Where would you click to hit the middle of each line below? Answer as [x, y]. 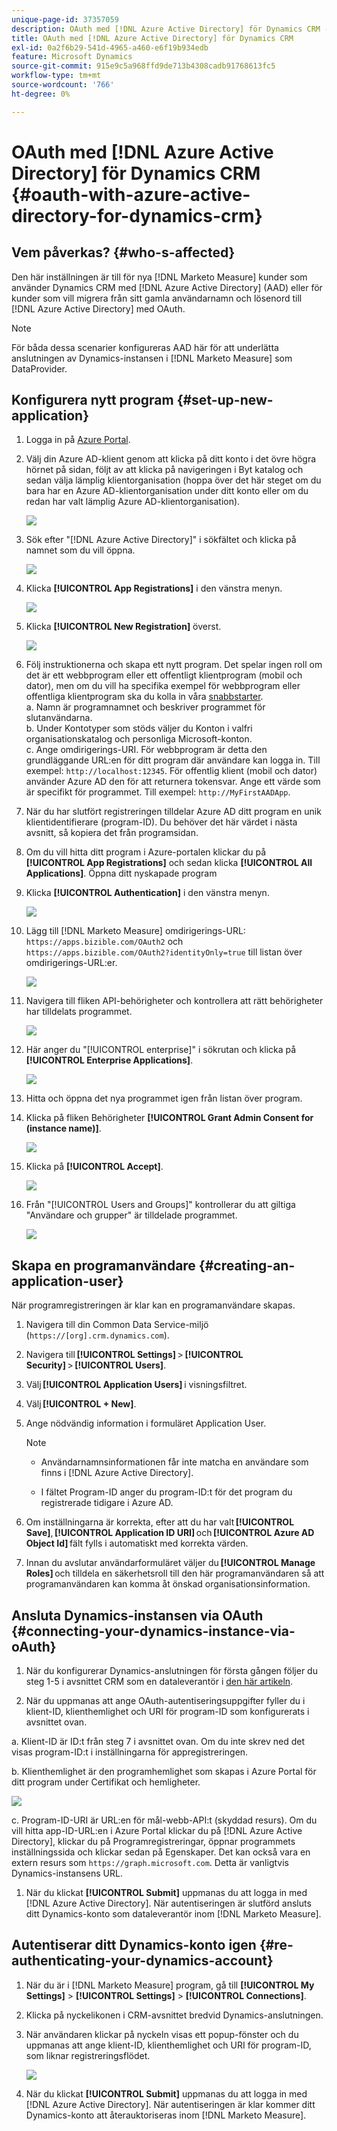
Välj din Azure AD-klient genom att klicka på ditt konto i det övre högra [171, 459]
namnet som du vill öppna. [80, 550]
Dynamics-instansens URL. [67, 1873]
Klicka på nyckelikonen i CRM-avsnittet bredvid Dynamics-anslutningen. [174, 2015]
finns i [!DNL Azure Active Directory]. [117, 1473]
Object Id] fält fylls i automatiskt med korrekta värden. [137, 1543]
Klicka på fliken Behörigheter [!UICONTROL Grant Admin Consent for [169, 1118]
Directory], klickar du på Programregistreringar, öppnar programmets [153, 1842]
